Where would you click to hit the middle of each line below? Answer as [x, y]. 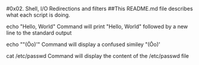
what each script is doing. [38, 15]
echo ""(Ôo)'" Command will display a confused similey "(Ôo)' [83, 44]
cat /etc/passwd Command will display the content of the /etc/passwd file [98, 56]
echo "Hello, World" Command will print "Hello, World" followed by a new [97, 27]
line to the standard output [39, 33]
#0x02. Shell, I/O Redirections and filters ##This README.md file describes [100, 9]
